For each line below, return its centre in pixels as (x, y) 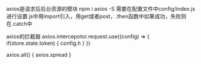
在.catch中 (19, 24)
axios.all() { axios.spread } (39, 55)
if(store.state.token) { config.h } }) (48, 43)
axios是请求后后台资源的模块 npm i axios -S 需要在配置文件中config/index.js (101, 9)
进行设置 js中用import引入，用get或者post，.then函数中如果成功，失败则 (96, 16)
